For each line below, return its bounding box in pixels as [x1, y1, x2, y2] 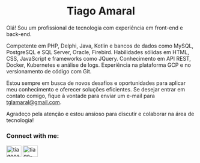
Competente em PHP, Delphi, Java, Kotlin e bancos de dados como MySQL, [6, 42, 194, 49]
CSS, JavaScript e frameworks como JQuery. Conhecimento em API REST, [6, 55, 191, 62]
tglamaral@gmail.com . [6, 98, 62, 106]
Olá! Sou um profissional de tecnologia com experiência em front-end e [6, 24, 183, 31]
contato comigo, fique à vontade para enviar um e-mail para [6, 92, 155, 99]
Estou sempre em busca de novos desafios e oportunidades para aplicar [6, 79, 186, 87]
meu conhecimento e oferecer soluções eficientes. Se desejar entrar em [6, 85, 186, 93]
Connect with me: [6, 131, 59, 140]
